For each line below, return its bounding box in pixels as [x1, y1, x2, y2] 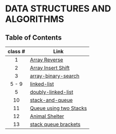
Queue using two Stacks [29, 105, 87, 112]
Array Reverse [29, 57, 63, 63]
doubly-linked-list [29, 89, 74, 95]
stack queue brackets [29, 121, 81, 128]
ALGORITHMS [5, 13, 64, 25]
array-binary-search [29, 72, 80, 79]
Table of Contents [5, 33, 62, 42]
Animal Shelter [29, 113, 64, 120]
